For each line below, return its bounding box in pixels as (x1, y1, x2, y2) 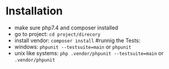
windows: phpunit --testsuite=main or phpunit (14, 43, 132, 50)
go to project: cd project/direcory (14, 30, 100, 37)
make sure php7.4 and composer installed (14, 24, 118, 31)
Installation (5, 4, 63, 18)
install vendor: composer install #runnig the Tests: (14, 37, 141, 44)
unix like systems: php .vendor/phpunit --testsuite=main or (14, 49, 164, 56)
